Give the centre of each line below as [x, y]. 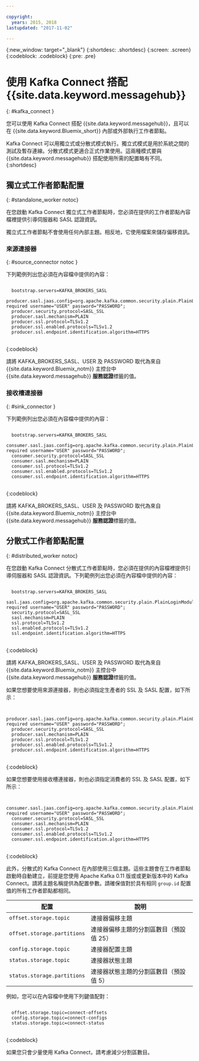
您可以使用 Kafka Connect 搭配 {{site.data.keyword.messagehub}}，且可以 [98, 124]
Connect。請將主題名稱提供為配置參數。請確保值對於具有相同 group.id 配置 [99, 883]
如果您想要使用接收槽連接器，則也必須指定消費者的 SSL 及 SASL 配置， [93, 779]
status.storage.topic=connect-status [58, 1023]
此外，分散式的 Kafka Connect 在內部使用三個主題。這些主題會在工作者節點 [98, 868]
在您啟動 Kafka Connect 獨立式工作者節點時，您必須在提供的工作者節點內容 [98, 212]
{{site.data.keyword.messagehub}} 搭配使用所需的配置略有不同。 [86, 158]
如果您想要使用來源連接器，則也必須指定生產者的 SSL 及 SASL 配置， [91, 690]
